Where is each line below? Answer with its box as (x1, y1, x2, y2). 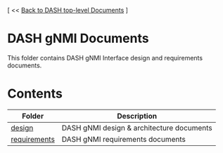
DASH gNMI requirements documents (61, 134, 186, 144)
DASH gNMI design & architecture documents (61, 123, 212, 133)
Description (117, 111, 157, 121)
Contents (7, 86, 63, 102)
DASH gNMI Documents (7, 31, 149, 46)
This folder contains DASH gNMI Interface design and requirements (7, 53, 203, 62)
